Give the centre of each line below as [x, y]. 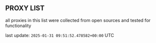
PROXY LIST [25, 8]
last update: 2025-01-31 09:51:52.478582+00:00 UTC [60, 35]
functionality [18, 25]
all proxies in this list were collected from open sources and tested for [78, 20]
